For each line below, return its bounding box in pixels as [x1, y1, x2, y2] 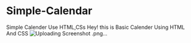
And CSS [6, 29, 29, 37]
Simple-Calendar [6, 4, 93, 18]
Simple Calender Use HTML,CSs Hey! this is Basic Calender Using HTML [6, 24, 185, 31]
